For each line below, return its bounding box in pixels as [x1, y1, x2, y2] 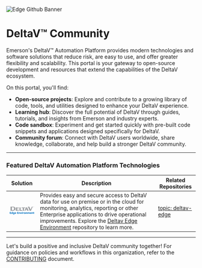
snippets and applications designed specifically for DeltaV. [14, 127, 161, 135]
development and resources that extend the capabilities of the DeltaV [6, 66, 179, 73]
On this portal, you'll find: [6, 84, 69, 91]
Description [81, 179, 112, 187]
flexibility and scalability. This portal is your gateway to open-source [6, 59, 176, 66]
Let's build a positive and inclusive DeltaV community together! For [6, 243, 172, 250]
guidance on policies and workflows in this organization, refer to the [6, 249, 175, 256]
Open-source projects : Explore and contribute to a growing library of [14, 95, 188, 102]
